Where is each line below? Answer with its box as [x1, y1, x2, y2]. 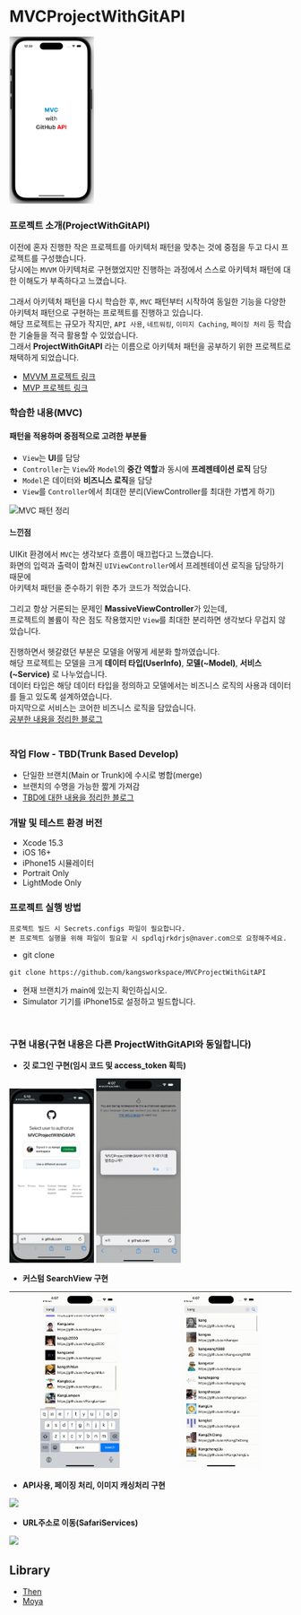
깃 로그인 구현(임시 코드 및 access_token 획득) [21, 1060, 186, 1071]
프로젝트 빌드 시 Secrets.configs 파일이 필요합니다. [9, 924, 186, 933]
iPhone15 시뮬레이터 [21, 858, 95, 869]
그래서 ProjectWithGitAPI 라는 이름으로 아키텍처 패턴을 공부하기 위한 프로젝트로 [9, 341, 291, 352]
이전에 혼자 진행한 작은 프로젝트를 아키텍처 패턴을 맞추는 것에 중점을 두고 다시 [9, 241, 279, 252]
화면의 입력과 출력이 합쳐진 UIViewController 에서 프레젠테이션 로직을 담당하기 [9, 560, 284, 570]
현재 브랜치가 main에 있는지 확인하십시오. [21, 985, 168, 995]
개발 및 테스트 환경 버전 [9, 817, 103, 829]
